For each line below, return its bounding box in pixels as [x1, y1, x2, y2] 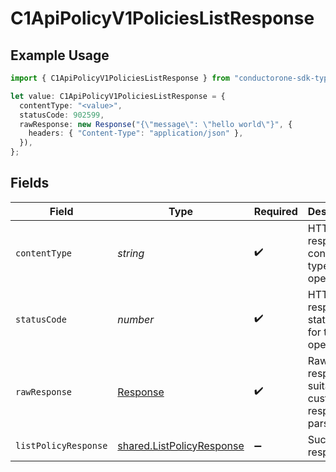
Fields [10, 175, 50, 192]
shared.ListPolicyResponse [117, 438, 245, 452]
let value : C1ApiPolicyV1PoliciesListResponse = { [10, 91, 226, 101]
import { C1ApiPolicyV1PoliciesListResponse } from [10, 73, 230, 83]
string [117, 246, 145, 260]
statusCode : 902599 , [19, 110, 105, 120]
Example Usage [10, 47, 110, 64]
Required [253, 204, 298, 218]
